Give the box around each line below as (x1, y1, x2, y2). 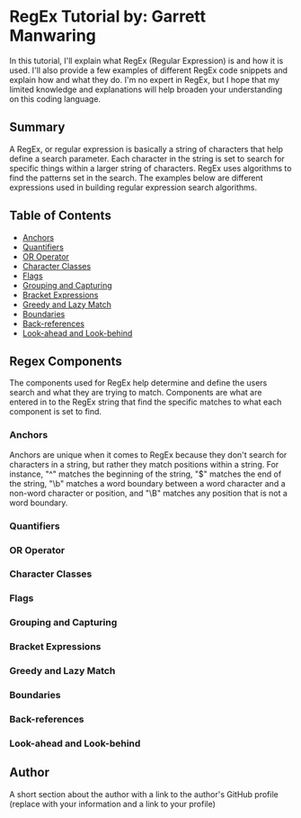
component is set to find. (9, 406, 102, 417)
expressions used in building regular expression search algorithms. (9, 182, 258, 193)
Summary (9, 120, 66, 135)
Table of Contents (9, 208, 112, 223)
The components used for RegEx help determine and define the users (9, 377, 268, 388)
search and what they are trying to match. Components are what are (9, 387, 262, 398)
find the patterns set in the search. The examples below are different (9, 172, 263, 183)
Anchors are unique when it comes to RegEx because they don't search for (9, 449, 288, 460)
